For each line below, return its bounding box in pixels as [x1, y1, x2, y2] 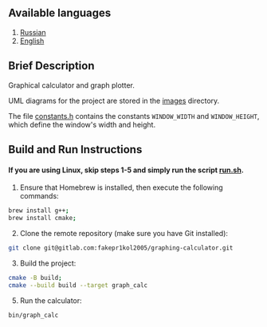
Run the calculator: [19, 295, 82, 305]
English [19, 36, 45, 45]
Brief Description [8, 59, 95, 73]
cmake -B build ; [8, 274, 62, 282]
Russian [19, 27, 46, 37]
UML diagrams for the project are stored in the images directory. [8, 96, 220, 105]
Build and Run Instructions [8, 143, 143, 156]
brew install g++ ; [8, 207, 69, 215]
